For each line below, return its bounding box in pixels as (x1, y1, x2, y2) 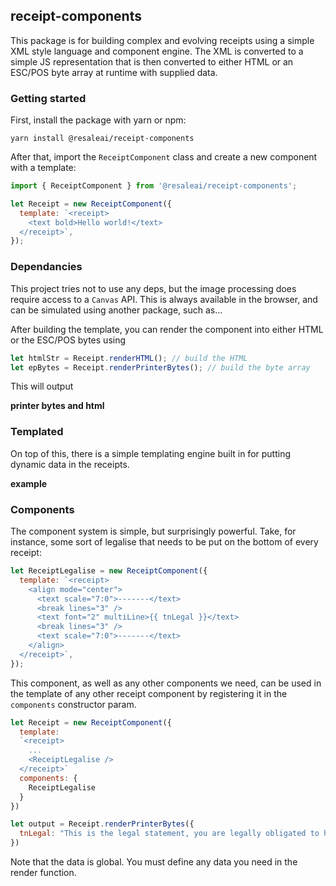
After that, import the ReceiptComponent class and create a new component (10, 151, 318, 163)
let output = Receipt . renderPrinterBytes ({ (10, 819, 195, 829)
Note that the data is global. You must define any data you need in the (10, 856, 298, 868)
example (10, 477, 48, 489)
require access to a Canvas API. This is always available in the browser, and (10, 293, 318, 305)
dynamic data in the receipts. (10, 458, 130, 470)
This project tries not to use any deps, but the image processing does (10, 282, 297, 294)
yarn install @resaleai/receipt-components (10, 134, 195, 144)
